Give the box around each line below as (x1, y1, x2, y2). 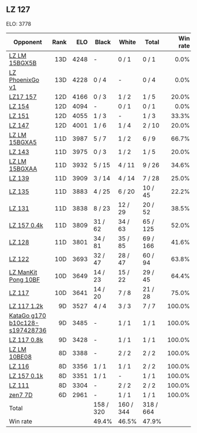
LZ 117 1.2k (9, 302, 43, 310)
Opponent (13, 38, 42, 46)
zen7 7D (9, 391, 33, 399)
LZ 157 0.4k (9, 221, 43, 229)
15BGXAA (9, 165, 38, 173)
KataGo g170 (9, 311, 46, 320)
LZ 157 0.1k (9, 371, 43, 380)
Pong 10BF (9, 276, 40, 284)
